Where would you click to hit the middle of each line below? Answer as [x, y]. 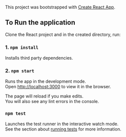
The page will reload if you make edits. [44, 96]
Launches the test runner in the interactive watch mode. [62, 124]
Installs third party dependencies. [39, 58]
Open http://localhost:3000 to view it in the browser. [58, 87]
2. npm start [20, 71]
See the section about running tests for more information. [63, 129]
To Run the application [40, 22]
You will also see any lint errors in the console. [52, 102]
